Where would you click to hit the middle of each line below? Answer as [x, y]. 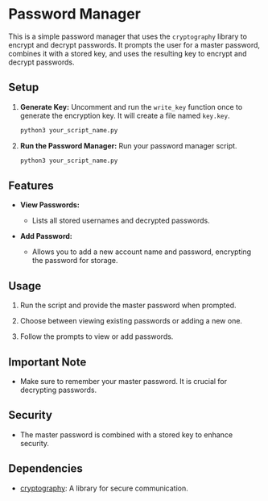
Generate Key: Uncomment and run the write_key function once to [131, 106]
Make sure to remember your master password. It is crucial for [124, 381]
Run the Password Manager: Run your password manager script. [128, 145]
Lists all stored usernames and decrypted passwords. [121, 221]
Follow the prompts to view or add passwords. [97, 336]
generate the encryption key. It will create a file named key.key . [125, 115]
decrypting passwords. [58, 390]
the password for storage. [75, 261]
